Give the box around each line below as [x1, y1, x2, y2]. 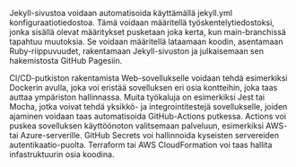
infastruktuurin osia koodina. [9, 149, 115, 160]
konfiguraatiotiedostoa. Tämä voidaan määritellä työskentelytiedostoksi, [9, 17, 275, 28]
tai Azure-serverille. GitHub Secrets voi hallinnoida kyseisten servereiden [9, 130, 280, 140]
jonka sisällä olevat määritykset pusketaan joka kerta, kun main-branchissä [9, 27, 287, 37]
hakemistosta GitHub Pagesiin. [9, 56, 123, 66]
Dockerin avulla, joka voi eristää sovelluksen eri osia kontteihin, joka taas [9, 83, 278, 92]
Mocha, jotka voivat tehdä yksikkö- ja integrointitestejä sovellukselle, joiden [9, 101, 288, 111]
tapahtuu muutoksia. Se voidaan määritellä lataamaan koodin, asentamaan [9, 36, 283, 47]
